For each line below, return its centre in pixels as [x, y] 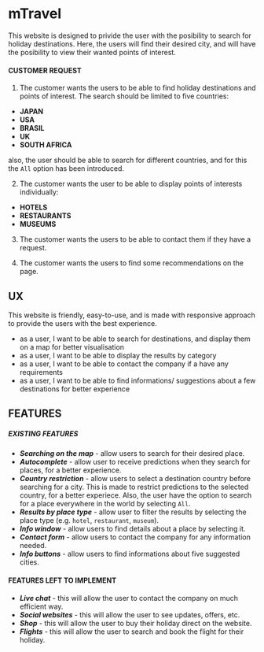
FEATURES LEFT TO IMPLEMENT [62, 580]
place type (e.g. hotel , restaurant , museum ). [89, 520]
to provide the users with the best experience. [82, 323]
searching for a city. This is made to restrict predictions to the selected [134, 487]
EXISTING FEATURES [43, 433]
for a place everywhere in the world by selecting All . [105, 504]
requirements [41, 372]
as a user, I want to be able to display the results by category [118, 355]
